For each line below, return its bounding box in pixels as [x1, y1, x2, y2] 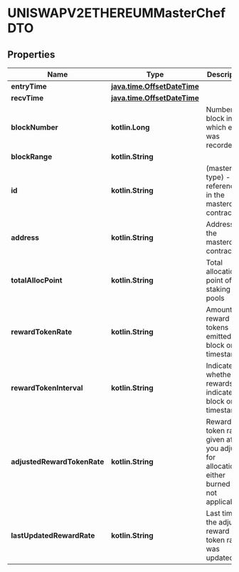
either [206, 470, 225, 480]
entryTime [11, 82, 48, 91]
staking [206, 285, 231, 294]
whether [206, 370, 234, 379]
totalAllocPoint [11, 275, 63, 285]
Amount [206, 304, 233, 314]
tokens [206, 322, 229, 332]
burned [206, 479, 230, 489]
